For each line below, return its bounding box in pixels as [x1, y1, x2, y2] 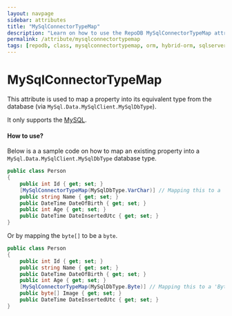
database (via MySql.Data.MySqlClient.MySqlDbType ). [7, 102, 157, 111]
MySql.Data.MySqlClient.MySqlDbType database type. [7, 154, 157, 162]
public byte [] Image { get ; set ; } [19, 290, 122, 297]
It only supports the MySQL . [7, 115, 88, 124]
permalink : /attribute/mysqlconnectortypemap [7, 36, 140, 43]
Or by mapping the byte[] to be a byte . [7, 232, 118, 240]
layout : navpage [7, 10, 54, 17]
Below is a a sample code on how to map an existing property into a [7, 147, 200, 156]
